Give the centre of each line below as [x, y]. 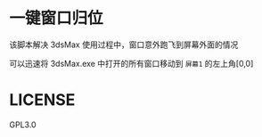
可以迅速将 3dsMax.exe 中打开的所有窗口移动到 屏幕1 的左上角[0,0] [131, 63]
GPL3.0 [23, 125]
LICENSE [42, 100]
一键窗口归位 [57, 18]
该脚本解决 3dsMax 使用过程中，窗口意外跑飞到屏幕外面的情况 [124, 44]
